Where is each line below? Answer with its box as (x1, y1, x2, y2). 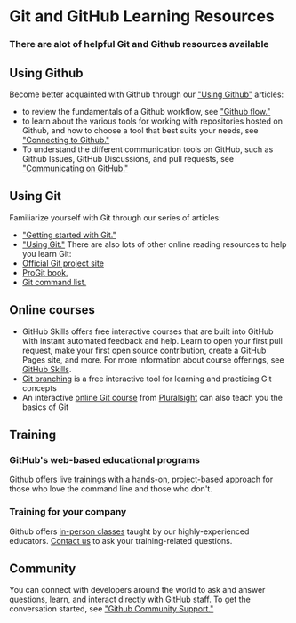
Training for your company (9, 506, 127, 518)
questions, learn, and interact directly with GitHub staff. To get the (9, 594, 251, 605)
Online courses (9, 302, 96, 317)
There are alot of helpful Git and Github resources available (9, 38, 269, 51)
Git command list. (21, 276, 87, 287)
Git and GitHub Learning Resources (9, 6, 275, 27)
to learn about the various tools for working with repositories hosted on (21, 116, 283, 126)
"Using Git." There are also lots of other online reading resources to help (21, 238, 287, 250)
